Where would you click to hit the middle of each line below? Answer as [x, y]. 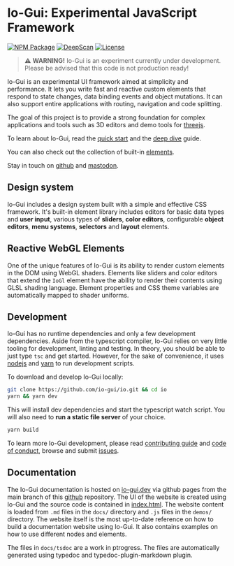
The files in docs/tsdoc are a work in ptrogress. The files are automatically [114, 547]
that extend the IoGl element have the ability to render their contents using [115, 280]
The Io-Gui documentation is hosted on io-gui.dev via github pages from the [117, 489]
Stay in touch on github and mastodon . [63, 165]
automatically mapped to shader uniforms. [68, 295]
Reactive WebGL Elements [66, 248]
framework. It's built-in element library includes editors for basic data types [116, 212]
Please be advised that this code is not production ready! [107, 68]
